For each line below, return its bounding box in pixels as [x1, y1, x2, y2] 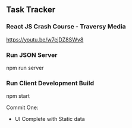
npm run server [6, 64, 44, 71]
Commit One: [6, 104, 39, 111]
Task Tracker [6, 5, 55, 15]
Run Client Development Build [6, 79, 94, 87]
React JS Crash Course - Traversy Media [6, 23, 126, 31]
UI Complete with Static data [14, 116, 85, 123]
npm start [6, 92, 30, 100]
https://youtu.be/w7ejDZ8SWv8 [6, 36, 84, 43]
